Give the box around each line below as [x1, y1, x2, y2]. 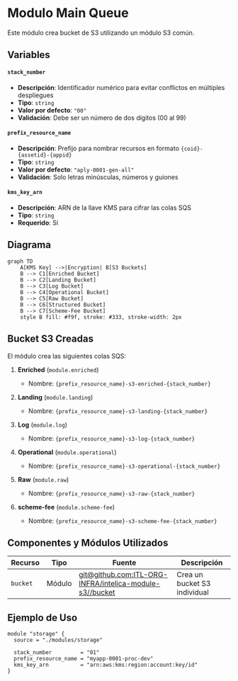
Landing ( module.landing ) [17, 393, 93, 401]
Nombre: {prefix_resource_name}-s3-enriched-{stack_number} [28, 379, 211, 388]
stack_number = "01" [13, 649, 100, 656]
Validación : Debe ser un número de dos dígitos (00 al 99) [17, 113, 186, 122]
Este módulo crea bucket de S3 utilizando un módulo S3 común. [7, 28, 195, 37]
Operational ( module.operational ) [17, 448, 117, 456]
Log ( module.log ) [17, 420, 67, 429]
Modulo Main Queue [7, 5, 129, 21]
